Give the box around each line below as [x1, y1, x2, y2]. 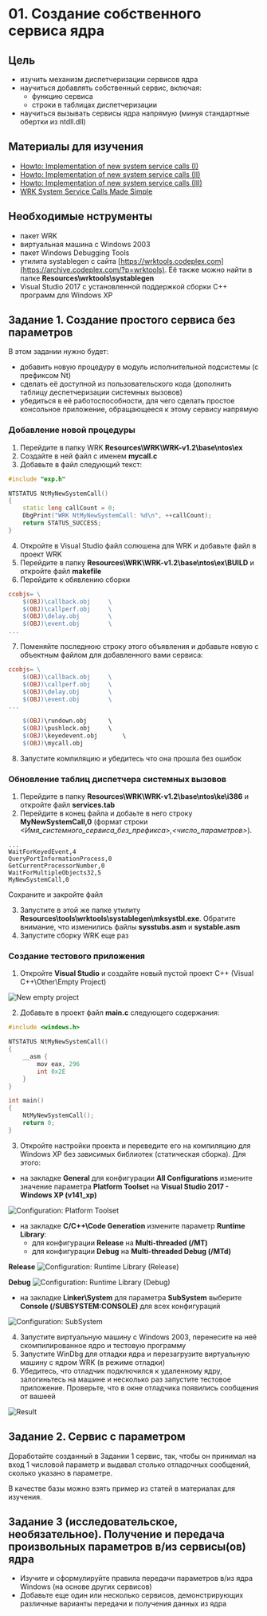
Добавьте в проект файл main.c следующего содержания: [19, 1008, 220, 1017]
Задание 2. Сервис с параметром [8, 1430, 186, 1444]
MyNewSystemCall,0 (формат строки [19, 817, 148, 827]
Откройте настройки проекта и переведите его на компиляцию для [19, 1141, 251, 1150]
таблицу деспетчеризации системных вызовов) [19, 387, 183, 397]
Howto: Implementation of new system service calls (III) [19, 178, 203, 187]
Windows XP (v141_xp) [19, 1189, 97, 1200]
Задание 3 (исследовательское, [8, 1516, 178, 1529]
